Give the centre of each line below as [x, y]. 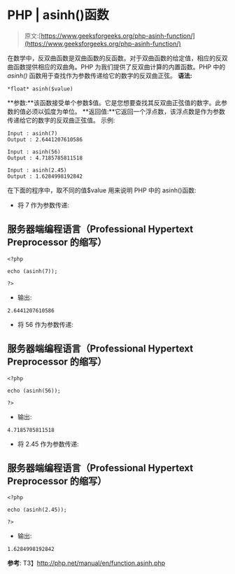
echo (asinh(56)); [34, 391]
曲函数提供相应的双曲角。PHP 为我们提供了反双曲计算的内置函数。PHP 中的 [116, 66]
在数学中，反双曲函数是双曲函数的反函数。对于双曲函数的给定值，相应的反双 [117, 58]
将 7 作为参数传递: [43, 205]
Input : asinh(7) [33, 133]
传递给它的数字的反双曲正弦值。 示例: [61, 120]
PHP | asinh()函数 [58, 15]
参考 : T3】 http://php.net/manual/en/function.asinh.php [86, 563]
